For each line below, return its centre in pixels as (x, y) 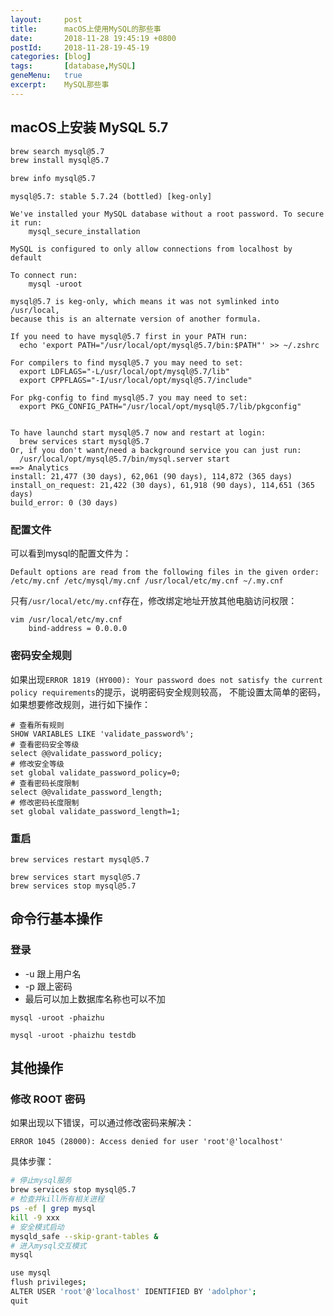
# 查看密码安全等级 (45, 744)
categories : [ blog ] (51, 57)
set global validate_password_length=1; (96, 811)
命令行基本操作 (56, 919)
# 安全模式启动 (37, 1227)
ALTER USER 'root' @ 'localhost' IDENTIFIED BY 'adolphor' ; (133, 1292)
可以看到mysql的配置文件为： (71, 553)
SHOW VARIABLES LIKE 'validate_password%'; (102, 734)
